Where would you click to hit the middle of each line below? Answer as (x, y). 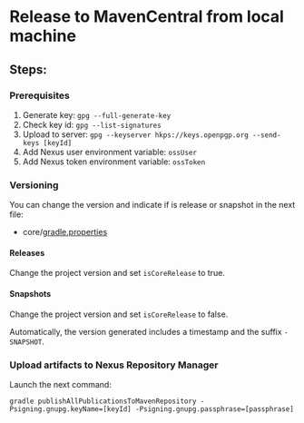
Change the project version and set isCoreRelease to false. (119, 314)
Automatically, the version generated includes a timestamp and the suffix (146, 331)
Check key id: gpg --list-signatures (92, 124)
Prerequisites (39, 95)
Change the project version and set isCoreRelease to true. (117, 273)
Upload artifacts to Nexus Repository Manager (114, 365)
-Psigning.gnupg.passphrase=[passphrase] (215, 409)
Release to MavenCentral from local (147, 17)
